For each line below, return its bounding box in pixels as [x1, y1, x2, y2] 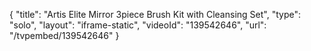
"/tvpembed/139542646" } [9, 30, 120, 41]
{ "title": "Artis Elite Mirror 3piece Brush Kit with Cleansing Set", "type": [9, 9, 301, 20]
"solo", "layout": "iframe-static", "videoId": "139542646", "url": [9, 19, 267, 31]
